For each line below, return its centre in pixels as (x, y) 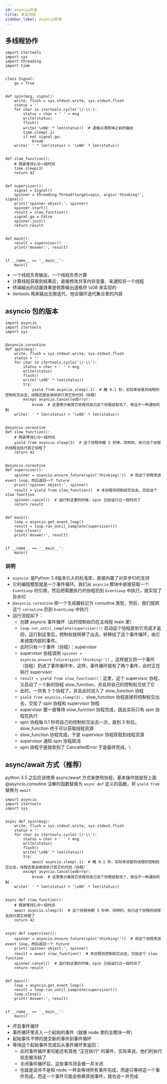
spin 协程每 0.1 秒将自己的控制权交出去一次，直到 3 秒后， (79, 722)
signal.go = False (33, 217)
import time (17, 66)
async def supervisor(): (31, 934)
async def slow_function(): (34, 900)
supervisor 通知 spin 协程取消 (50, 741)
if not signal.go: (42, 137)
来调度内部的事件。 (40, 641)
